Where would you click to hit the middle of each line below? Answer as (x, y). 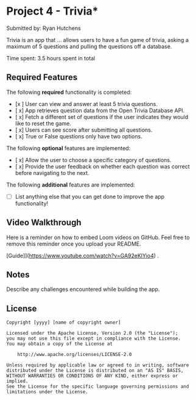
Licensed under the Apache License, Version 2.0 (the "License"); (92, 334)
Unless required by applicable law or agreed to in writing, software (98, 365)
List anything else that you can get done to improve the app (90, 196)
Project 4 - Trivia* (52, 11)
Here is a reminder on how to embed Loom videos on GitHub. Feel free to (98, 237)
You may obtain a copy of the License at (60, 344)
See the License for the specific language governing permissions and (98, 387)
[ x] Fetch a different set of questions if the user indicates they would (102, 116)
